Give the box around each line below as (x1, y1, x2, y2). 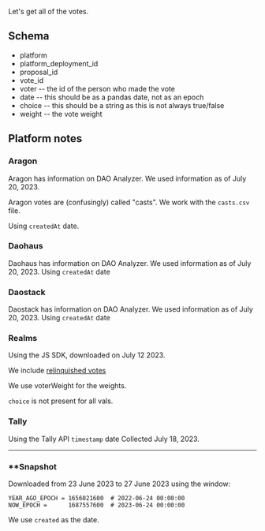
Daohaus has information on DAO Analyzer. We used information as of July (8, 258, 252, 267)
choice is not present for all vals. (8, 396, 114, 406)
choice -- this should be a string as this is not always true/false (19, 100, 225, 110)
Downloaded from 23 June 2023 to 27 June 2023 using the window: (8, 479, 231, 488)
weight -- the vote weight (19, 109, 103, 118)
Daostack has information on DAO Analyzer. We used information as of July (8, 305, 254, 314)
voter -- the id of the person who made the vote (19, 84, 176, 93)
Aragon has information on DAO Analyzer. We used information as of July (8, 174, 247, 183)
